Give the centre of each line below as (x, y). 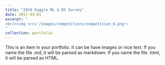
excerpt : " (17, 19)
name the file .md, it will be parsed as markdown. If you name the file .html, (83, 52)
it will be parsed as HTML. (32, 58)
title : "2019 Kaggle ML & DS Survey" (45, 10)
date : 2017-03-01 (23, 14)
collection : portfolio (29, 33)
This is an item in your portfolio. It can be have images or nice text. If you (80, 47)
